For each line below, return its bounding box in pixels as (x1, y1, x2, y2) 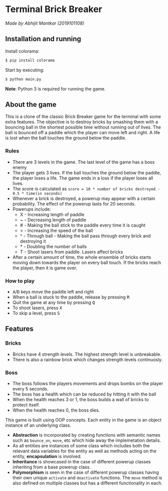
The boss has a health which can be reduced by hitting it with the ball (12, 391, 156, 397)
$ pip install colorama (5, 58, 55, 63)
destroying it (20, 238, 46, 244)
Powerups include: (12, 206, 51, 212)
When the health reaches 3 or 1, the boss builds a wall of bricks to (12, 396, 149, 403)
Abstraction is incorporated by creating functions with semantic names (12, 432, 160, 438)
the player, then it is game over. (12, 265, 78, 271)
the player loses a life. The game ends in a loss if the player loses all (12, 175, 153, 181)
